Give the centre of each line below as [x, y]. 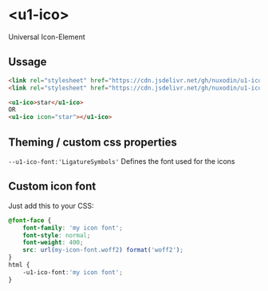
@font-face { [30, 220]
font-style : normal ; [57, 235]
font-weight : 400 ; [53, 243]
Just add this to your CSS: [51, 205]
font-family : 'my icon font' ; [73, 228]
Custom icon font [52, 187]
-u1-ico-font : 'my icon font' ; [73, 272]
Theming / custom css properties [93, 142]
